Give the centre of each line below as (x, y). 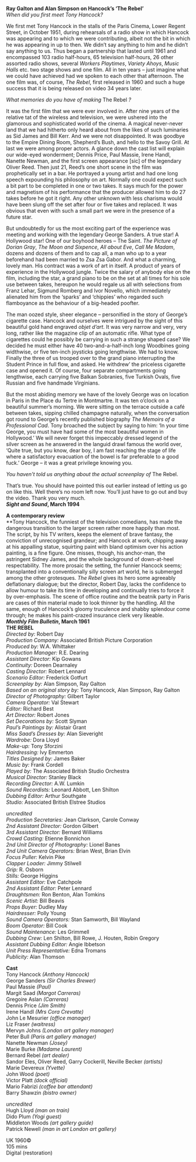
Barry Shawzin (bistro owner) (42, 1093)
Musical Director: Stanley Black (44, 777)
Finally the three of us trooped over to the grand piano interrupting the (91, 358)
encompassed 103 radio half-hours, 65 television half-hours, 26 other (90, 57)
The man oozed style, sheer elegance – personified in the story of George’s (97, 314)
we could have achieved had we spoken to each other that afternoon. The (95, 76)
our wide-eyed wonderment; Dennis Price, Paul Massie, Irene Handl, (89, 154)
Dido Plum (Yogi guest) (34, 1117)
